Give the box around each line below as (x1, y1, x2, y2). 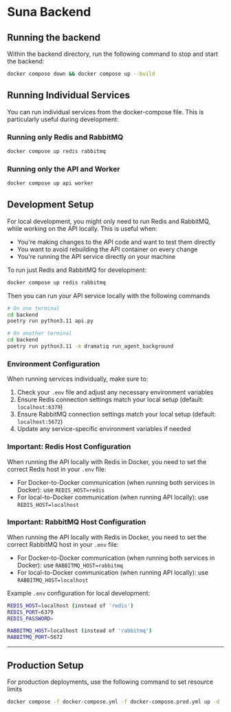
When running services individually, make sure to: (7, 375, 148, 383)
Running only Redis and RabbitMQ (7, 132, 124, 142)
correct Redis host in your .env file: (7, 465, 107, 473)
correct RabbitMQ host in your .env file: (7, 540, 119, 548)
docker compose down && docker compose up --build (7, 70, 155, 77)
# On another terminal (7, 330, 72, 337)
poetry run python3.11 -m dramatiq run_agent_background (7, 343, 174, 350)
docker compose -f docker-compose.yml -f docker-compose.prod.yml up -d (7, 698, 220, 706)
